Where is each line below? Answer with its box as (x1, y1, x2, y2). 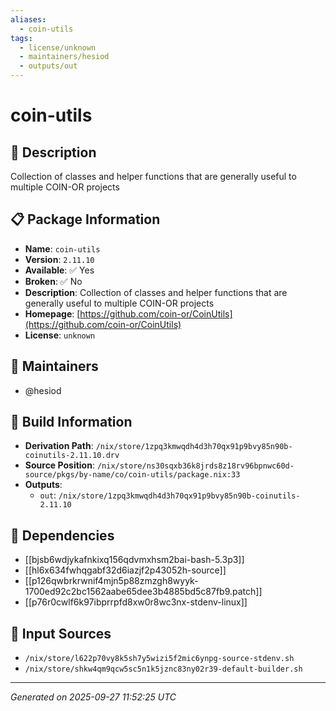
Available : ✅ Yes (24, 264, 95, 276)
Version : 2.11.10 (24, 253, 95, 265)
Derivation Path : (24, 440, 94, 452)
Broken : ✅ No (24, 275, 83, 287)
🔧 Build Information (10, 414, 133, 431)
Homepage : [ (24, 307, 81, 320)
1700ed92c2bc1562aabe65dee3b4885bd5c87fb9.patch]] (24, 586, 263, 598)
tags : (10, 33, 33, 43)
